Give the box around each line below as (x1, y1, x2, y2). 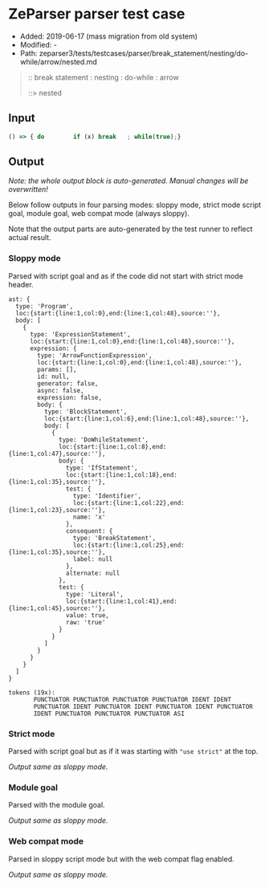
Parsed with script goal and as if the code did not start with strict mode (8, 271, 243, 281)
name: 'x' (72, 513, 106, 521)
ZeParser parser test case (8, 5, 185, 23)
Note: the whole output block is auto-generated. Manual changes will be (8, 176, 249, 185)
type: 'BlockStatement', (43, 407, 128, 416)
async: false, (37, 386, 84, 394)
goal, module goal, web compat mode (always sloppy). (8, 209, 190, 218)
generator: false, (37, 379, 99, 388)
